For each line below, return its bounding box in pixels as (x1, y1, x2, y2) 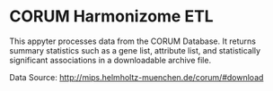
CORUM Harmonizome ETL (9, 6, 214, 27)
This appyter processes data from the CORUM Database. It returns (9, 36, 256, 46)
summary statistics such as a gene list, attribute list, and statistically (9, 45, 261, 55)
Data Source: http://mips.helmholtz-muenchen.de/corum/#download (9, 71, 264, 82)
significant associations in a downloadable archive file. (9, 54, 212, 65)
